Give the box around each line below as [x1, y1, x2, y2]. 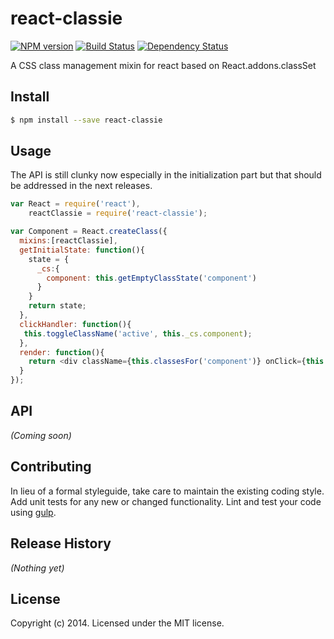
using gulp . [10, 506, 57, 518]
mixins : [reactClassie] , [19, 236, 118, 246]
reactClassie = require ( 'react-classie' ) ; [28, 208, 208, 219]
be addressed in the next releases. [10, 180, 153, 192]
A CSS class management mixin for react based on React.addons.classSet [10, 59, 317, 71]
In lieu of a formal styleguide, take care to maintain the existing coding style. [10, 485, 325, 497]
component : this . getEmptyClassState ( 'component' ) [46, 273, 257, 283]
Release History [10, 535, 112, 552]
